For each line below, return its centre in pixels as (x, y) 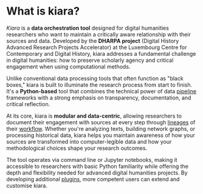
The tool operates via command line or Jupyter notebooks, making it (92, 159)
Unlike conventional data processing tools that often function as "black (95, 78)
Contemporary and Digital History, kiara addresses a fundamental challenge (101, 53)
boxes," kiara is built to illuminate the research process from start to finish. (99, 85)
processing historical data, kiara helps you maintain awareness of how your (101, 135)
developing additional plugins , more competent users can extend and (93, 179)
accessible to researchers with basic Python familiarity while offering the (98, 166)
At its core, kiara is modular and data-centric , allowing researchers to (94, 116)
